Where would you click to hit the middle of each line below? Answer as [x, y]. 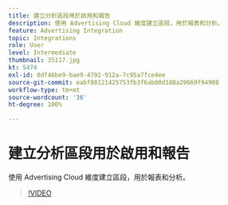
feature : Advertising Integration [66, 30]
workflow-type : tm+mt [44, 90]
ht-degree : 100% [35, 104]
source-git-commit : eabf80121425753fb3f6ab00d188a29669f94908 [114, 82]
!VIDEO [39, 193]
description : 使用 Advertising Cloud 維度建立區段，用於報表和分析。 [116, 23]
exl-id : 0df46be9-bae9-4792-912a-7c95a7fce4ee [87, 75]
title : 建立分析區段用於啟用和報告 [59, 16]
